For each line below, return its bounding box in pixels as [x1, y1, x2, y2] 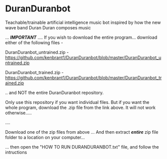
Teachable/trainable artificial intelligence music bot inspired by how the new [5, 19, 161, 25]
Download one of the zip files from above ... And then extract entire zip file [5, 129, 159, 135]
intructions [5, 149, 27, 155]
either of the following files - [5, 39, 63, 45]
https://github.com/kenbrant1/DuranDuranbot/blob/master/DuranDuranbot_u [5, 54, 162, 60]
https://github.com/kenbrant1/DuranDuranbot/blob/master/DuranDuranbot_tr [5, 75, 162, 80]
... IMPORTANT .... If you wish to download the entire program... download [5, 34, 158, 40]
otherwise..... [5, 110, 32, 116]
